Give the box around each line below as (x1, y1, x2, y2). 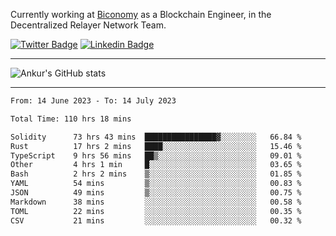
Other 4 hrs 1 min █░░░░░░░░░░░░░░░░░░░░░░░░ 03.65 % (10, 160, 302, 170)
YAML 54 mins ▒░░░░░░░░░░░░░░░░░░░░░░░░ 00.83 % (10, 179, 302, 189)
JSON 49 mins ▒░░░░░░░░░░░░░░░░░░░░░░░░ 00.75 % (10, 188, 302, 198)
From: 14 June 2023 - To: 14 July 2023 (10, 96, 177, 106)
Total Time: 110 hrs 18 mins (10, 114, 132, 124)
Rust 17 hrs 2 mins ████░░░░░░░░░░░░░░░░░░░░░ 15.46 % (10, 141, 302, 151)
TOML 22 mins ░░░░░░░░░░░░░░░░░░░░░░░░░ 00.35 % (10, 206, 302, 216)
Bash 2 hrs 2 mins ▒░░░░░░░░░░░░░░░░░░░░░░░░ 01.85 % (10, 169, 302, 179)
